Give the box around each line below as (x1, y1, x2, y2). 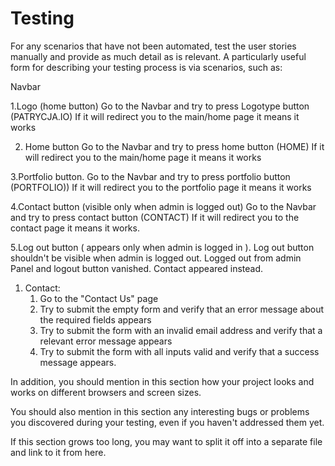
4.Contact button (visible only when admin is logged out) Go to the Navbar (10, 200, 317, 212)
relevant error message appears (39, 335, 173, 347)
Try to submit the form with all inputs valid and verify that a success (39, 345, 320, 357)
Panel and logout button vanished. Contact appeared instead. (10, 262, 263, 274)
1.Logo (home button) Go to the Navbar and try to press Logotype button (10, 100, 310, 112)
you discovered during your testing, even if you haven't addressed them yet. (10, 416, 325, 428)
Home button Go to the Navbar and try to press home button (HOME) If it (24, 140, 325, 152)
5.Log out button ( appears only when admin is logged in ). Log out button (10, 241, 315, 253)
